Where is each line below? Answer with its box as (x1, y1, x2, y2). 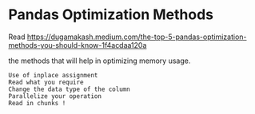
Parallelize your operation (8, 92, 102, 100)
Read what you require (8, 78, 84, 86)
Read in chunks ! (8, 99, 66, 107)
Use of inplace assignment (8, 71, 98, 79)
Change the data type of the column (8, 85, 130, 93)
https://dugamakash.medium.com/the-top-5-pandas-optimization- (26, 32, 247, 41)
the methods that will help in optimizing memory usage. (8, 56, 191, 65)
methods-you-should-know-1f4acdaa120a (8, 40, 147, 49)
